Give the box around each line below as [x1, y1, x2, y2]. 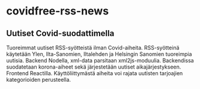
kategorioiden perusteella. [6, 76, 71, 83]
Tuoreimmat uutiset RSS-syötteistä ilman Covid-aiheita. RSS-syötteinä [6, 44, 180, 51]
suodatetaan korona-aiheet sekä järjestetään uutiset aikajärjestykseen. [6, 63, 181, 70]
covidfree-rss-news [6, 4, 109, 18]
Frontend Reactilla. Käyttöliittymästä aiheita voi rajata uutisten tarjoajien [6, 70, 183, 76]
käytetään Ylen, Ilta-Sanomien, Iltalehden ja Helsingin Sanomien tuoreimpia [6, 51, 192, 58]
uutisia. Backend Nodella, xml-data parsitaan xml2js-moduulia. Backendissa [6, 57, 194, 64]
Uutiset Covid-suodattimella [6, 28, 115, 38]
